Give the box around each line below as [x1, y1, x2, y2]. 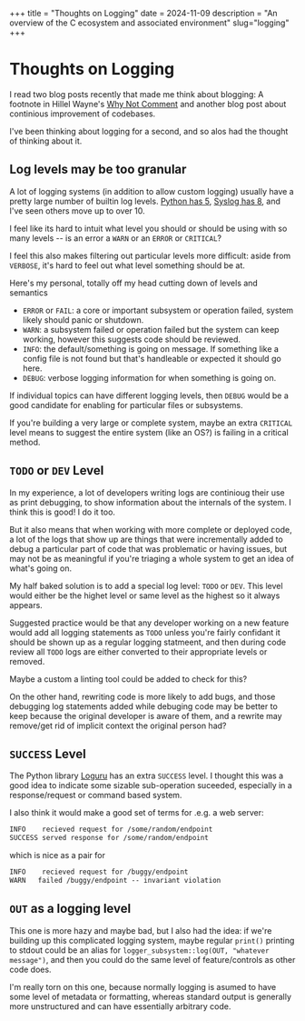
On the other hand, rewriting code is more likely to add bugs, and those [9, 691, 276, 702]
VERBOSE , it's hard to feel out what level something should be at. [9, 259, 245, 271]
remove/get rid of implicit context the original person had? [9, 720, 227, 731]
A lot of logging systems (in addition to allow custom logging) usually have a [9, 185, 294, 196]
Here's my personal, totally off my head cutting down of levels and [9, 277, 259, 288]
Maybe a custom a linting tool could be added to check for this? [9, 673, 248, 685]
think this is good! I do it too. [9, 506, 116, 517]
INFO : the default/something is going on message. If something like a [22, 343, 280, 354]
